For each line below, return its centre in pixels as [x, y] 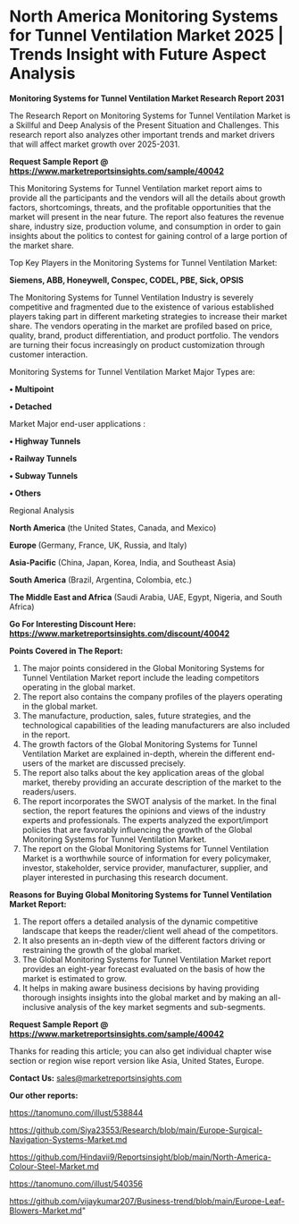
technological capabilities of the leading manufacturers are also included [156, 725]
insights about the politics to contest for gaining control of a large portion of [149, 235]
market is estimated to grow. [74, 978]
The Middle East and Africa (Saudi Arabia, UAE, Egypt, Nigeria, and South [146, 597]
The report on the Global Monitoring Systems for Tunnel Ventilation [145, 848]
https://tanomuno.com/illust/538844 [76, 1112]
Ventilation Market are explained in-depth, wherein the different [139, 753]
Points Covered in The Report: [66, 650]
